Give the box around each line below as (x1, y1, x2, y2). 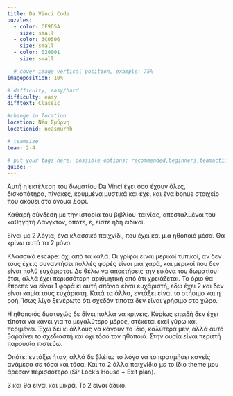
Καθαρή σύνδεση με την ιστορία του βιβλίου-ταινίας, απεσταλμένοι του (7, 211, 216, 219)
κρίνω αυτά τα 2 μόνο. (7, 239, 72, 247)
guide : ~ (7, 163, 33, 170)
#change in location (7, 113, 67, 119)
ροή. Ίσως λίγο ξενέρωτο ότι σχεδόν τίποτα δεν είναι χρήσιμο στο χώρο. (7, 297, 218, 305)
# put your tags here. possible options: (7, 157, 129, 164)
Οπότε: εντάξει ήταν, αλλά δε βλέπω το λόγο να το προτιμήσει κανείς (7, 353, 211, 361)
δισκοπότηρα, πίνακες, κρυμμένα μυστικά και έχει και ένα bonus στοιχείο (7, 190, 220, 198)
